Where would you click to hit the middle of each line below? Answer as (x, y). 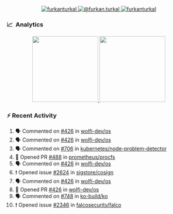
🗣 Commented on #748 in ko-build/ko (61, 196)
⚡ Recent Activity (32, 116)
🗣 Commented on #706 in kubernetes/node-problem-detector (91, 149)
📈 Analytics (25, 25)
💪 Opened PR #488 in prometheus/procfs (65, 157)
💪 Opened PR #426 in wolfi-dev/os (57, 189)
